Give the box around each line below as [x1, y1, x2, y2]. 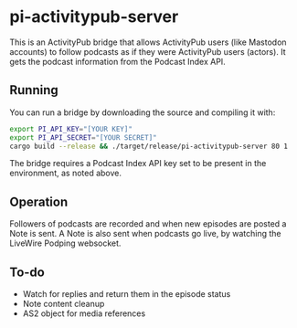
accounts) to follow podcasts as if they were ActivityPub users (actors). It [9, 46, 286, 57]
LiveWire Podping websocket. [9, 238, 122, 249]
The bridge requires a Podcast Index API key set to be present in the [9, 158, 267, 169]
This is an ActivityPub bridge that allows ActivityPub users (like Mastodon [9, 37, 287, 48]
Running [9, 82, 59, 98]
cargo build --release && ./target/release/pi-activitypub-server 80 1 [9, 142, 288, 151]
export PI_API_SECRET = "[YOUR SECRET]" [9, 132, 157, 143]
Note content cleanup [22, 299, 105, 309]
